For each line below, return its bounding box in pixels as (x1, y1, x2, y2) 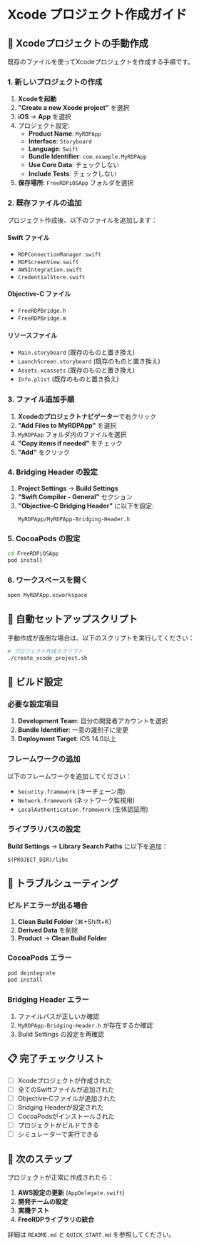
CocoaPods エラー (7, 953, 73, 963)
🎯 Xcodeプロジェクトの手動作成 (7, 37, 148, 49)
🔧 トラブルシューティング (7, 878, 119, 890)
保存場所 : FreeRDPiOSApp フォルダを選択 (17, 179, 134, 187)
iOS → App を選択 (17, 112, 71, 121)
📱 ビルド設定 (7, 675, 63, 688)
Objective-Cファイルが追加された (17, 1094, 116, 1102)
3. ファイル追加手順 (7, 394, 75, 404)
